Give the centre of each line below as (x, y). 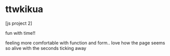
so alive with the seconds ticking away (46, 48)
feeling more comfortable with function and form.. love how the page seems (85, 43)
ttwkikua (24, 9)
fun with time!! (20, 33)
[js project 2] (19, 23)
